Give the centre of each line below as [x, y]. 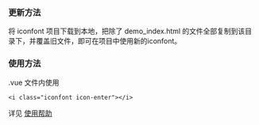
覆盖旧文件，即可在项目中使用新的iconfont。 [108, 41]
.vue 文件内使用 [34, 82]
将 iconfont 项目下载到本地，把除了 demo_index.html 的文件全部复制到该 [127, 31]
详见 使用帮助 [30, 113]
